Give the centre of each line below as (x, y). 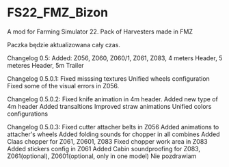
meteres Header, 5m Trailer (45, 65)
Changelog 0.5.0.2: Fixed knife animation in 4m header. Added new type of (113, 99)
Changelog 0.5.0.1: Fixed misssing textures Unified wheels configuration (108, 78)
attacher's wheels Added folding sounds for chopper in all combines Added (113, 134)
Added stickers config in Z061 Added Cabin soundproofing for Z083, (104, 149)
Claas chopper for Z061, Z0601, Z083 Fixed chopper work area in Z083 (107, 141)
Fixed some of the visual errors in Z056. (63, 86)
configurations (28, 114)
